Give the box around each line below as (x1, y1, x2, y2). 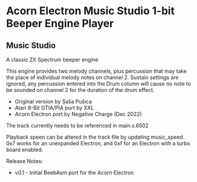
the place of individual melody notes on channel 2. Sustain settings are (6, 74, 179, 81)
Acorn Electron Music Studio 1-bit (6, 4, 175, 18)
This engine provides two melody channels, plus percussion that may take (6, 68, 187, 75)
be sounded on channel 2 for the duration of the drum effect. (6, 87, 155, 93)
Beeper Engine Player (6, 17, 114, 30)
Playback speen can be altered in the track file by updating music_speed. (6, 133, 185, 141)
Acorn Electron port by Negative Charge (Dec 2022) (14, 111, 142, 117)
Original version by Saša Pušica (14, 98, 92, 105)
